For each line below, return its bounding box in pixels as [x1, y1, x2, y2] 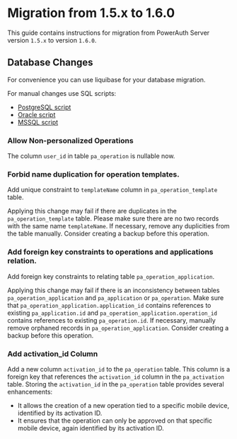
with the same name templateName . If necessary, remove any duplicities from [7, 222, 230, 230]
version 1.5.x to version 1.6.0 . [7, 35, 97, 44]
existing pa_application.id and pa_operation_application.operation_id [7, 309, 218, 317]
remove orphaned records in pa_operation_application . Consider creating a [7, 323, 229, 332]
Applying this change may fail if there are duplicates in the [7, 207, 177, 216]
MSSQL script [17, 118, 59, 126]
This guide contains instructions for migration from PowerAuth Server [7, 28, 210, 37]
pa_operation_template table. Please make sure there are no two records [7, 214, 219, 223]
